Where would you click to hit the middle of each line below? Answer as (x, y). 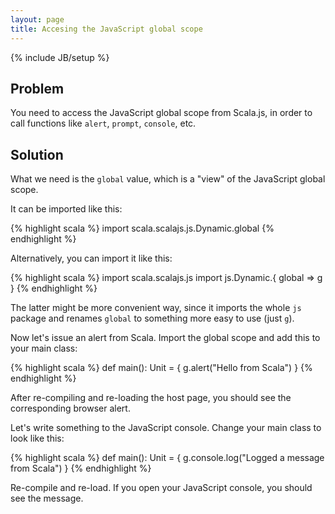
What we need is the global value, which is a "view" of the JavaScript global (168, 179)
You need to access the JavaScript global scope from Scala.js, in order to (161, 113)
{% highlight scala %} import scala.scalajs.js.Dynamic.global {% (142, 228)
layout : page (37, 19)
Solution (37, 154)
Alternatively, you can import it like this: (91, 258)
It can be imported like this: (66, 209)
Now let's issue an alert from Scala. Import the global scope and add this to (165, 338)
